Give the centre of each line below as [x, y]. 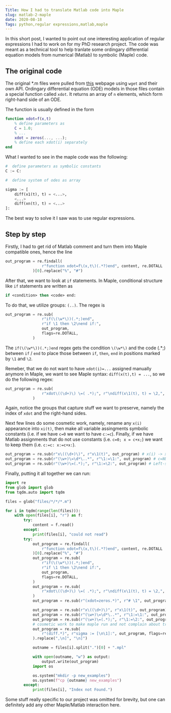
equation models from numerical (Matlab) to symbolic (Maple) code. [77, 55]
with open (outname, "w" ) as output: [71, 657]
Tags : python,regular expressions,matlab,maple [57, 24]
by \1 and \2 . [19, 359]
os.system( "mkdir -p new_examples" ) [71, 676]
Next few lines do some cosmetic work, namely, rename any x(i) [74, 423]
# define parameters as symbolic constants [53, 166]
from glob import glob [29, 488]
